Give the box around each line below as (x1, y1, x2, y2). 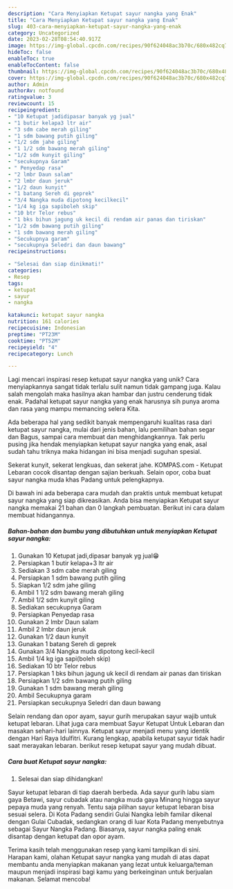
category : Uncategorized (8, 29, 80, 37)
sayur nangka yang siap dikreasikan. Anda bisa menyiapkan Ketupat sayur (8, 496, 220, 505)
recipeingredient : (8, 107, 61, 113)
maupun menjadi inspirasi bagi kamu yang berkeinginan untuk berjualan (8, 868, 213, 876)
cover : (8, 74, 27, 82)
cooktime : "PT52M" (8, 337, 61, 345)
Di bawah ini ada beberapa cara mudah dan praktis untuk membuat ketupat (8, 489, 223, 497)
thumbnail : (8, 68, 39, 75)
